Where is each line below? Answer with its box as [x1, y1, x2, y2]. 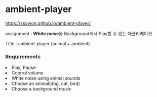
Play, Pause [12, 64, 36, 71]
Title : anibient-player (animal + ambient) [5, 40, 90, 46]
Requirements [5, 53, 41, 60]
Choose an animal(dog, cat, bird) [12, 80, 80, 86]
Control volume [12, 70, 44, 76]
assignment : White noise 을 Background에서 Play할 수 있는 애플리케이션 [5, 30, 152, 36]
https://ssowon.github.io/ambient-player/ [5, 20, 91, 26]
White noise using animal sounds [12, 75, 81, 81]
